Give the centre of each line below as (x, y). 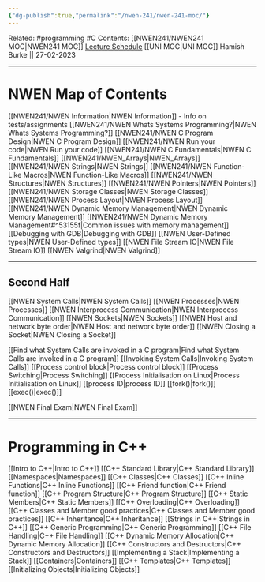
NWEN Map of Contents (88, 94)
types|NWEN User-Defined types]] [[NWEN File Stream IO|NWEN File (121, 242)
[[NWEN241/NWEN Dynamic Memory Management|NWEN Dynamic (118, 208)
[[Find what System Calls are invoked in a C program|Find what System (124, 350)
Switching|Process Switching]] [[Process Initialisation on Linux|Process (124, 375)
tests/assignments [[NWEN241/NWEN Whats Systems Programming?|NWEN (132, 124)
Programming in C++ (78, 447)
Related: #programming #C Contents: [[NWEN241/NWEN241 (106, 38)
